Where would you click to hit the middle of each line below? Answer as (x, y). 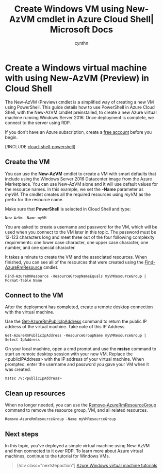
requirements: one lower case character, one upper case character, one (77, 242)
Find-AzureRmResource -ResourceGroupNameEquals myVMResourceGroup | (76, 276)
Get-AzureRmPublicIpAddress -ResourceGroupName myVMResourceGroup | (76, 336)
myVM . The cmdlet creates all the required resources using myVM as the (78, 194)
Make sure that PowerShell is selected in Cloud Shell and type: (68, 209)
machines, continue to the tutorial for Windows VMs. (57, 456)
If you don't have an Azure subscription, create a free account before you (78, 132)
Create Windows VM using (69, 9)
